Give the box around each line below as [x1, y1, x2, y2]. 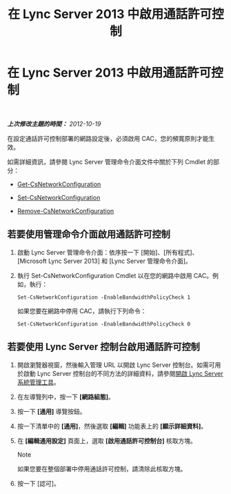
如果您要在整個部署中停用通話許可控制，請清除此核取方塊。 [17, 464, 187, 473]
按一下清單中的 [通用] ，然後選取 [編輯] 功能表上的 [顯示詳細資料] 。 [17, 422, 208, 430]
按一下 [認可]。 [17, 479, 60, 487]
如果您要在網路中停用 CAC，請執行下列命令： [17, 306, 147, 315]
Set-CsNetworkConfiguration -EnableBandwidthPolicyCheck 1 [17, 294, 191, 301]
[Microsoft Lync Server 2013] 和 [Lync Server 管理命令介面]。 [17, 257, 192, 265]
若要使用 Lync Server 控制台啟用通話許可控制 [7, 341, 200, 353]
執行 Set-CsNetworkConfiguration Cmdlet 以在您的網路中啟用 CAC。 [17, 271, 212, 279]
